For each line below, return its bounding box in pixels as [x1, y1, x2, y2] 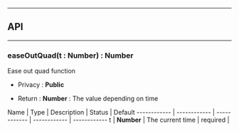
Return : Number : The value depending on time [17, 94, 159, 103]
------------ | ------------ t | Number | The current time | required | [33, 115, 230, 125]
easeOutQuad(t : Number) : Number [7, 51, 134, 61]
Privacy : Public [17, 80, 65, 89]
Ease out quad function [7, 67, 76, 75]
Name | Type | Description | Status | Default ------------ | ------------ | [7, 108, 216, 117]
